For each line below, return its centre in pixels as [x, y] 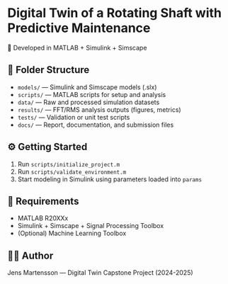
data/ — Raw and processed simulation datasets [89, 102]
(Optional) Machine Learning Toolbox [72, 233]
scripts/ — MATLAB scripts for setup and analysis [92, 94]
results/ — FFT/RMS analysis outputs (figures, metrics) [99, 109]
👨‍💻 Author [30, 255]
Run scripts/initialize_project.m [69, 164]
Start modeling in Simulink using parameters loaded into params [110, 179]
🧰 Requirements [43, 201]
